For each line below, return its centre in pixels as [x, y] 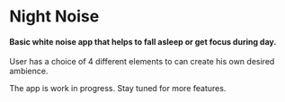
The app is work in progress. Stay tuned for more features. [118, 89]
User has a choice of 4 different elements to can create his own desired [142, 62]
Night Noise [54, 17]
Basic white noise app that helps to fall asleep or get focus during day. [143, 41]
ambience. [29, 71]
